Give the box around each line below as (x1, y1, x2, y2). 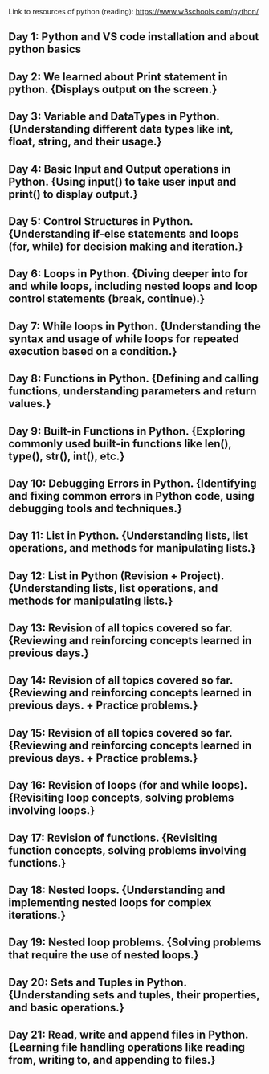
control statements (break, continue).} (8, 292, 206, 306)
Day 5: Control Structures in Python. (8, 214, 194, 228)
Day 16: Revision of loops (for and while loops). (8, 778, 247, 792)
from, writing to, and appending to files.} (8, 1053, 216, 1067)
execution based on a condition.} (8, 345, 177, 358)
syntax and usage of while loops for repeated (8, 332, 239, 345)
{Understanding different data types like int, (8, 122, 234, 136)
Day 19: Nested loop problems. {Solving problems (8, 936, 262, 949)
